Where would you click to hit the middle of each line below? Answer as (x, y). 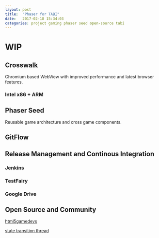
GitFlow (17, 137)
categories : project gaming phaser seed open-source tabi (65, 23)
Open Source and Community (51, 210)
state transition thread (27, 231)
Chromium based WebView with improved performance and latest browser (79, 77)
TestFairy (16, 181)
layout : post (18, 9)
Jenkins (15, 167)
